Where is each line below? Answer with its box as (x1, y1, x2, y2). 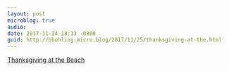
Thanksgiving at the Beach (7, 56, 85, 64)
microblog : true (7, 17, 55, 24)
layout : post (7, 10, 46, 18)
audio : (7, 23, 27, 30)
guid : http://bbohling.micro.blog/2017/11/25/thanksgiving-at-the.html (7, 37, 222, 44)
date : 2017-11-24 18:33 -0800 (7, 30, 97, 37)
